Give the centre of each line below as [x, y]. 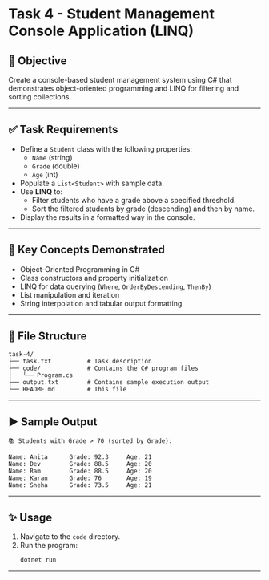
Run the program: [49, 546]
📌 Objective [38, 61]
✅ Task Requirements [63, 130]
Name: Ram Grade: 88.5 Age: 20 [80, 471]
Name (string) [52, 157]
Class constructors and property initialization [94, 278]
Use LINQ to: [41, 191]
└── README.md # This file [68, 390]
